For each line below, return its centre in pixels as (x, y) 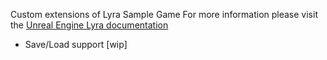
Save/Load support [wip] (76, 44)
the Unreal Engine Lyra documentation (89, 25)
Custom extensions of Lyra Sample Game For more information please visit (164, 14)
